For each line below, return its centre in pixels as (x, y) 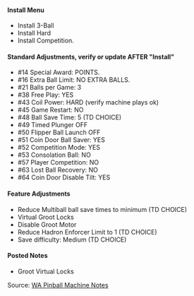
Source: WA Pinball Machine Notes (58, 285)
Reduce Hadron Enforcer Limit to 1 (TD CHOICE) (87, 232)
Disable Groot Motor (47, 224)
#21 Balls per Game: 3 (49, 88)
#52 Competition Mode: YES (59, 148)
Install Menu (26, 10)
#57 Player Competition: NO (58, 162)
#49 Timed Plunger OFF (53, 125)
